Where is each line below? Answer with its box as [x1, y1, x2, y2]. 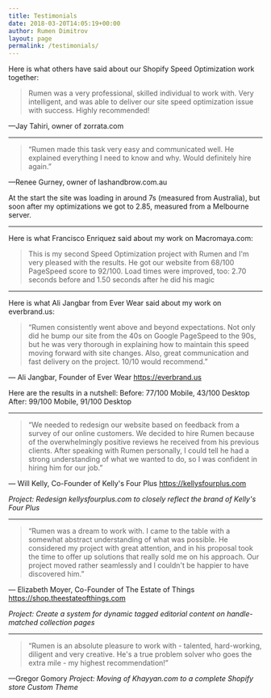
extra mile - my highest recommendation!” [27, 658, 169, 668]
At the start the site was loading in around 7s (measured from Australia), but [8, 193, 261, 203]
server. [8, 210, 32, 220]
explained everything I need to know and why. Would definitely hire [27, 153, 252, 163]
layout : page [8, 34, 52, 43]
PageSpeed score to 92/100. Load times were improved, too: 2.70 [27, 266, 247, 276]
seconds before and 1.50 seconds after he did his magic [27, 275, 215, 285]
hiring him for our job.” [27, 463, 103, 473]
